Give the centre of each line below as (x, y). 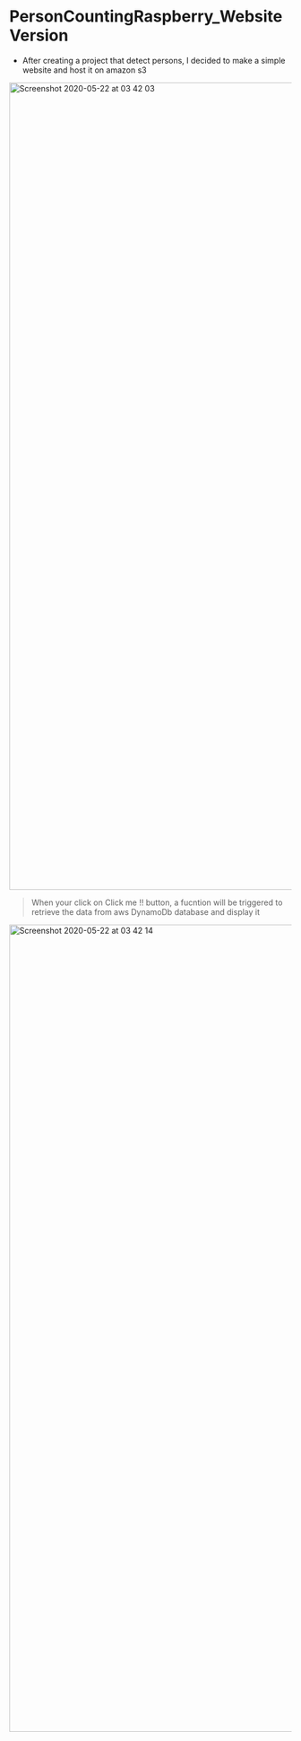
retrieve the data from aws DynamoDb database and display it (146, 911)
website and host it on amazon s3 (84, 70)
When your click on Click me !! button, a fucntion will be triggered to (157, 902)
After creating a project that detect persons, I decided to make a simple (154, 60)
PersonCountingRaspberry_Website (146, 17)
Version (39, 35)
